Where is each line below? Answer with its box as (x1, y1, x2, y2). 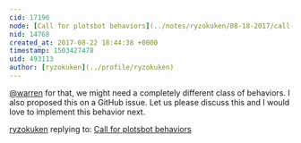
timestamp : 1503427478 (9, 46, 94, 55)
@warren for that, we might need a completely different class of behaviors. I (9, 87, 291, 98)
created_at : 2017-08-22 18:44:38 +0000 (9, 38, 159, 47)
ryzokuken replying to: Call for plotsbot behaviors (9, 123, 192, 134)
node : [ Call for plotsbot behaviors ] (9, 21, 150, 30)
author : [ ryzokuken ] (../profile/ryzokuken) (9, 63, 175, 72)
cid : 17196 (9, 13, 50, 22)
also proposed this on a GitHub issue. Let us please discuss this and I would (9, 97, 290, 107)
